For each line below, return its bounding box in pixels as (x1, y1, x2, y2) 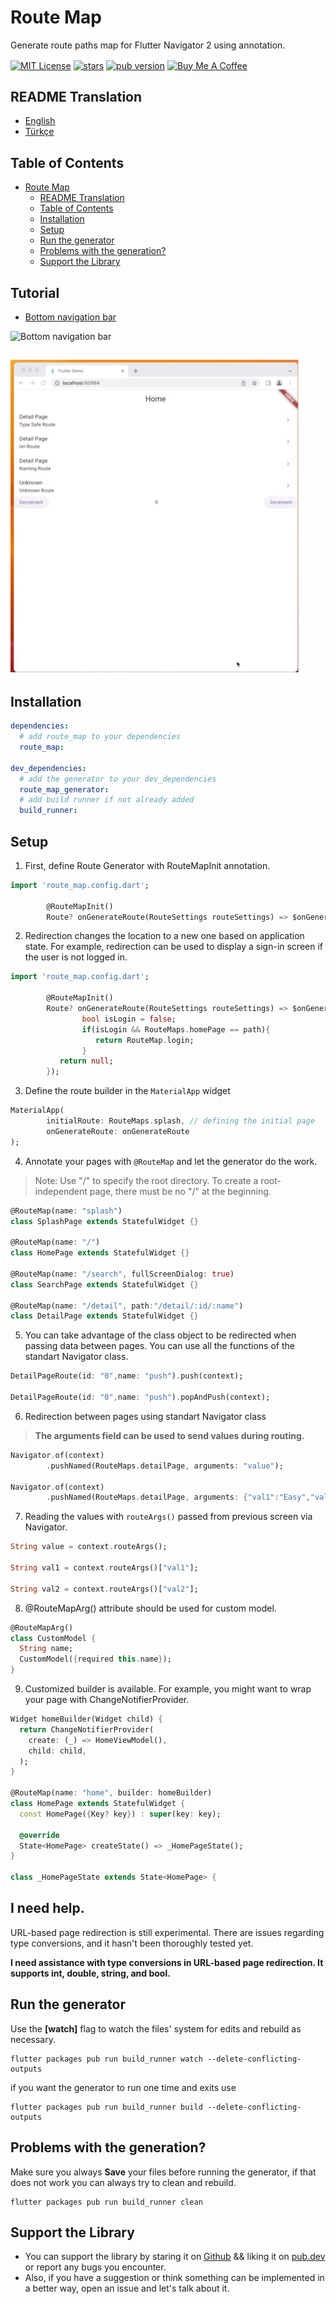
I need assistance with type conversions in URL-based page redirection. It (10, 1956, 324, 1968)
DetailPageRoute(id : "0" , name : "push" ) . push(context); (10, 1371, 244, 1381)
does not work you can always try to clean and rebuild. (10, 2176, 237, 2188)
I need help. (10, 1900, 85, 1917)
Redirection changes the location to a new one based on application (24, 930, 305, 942)
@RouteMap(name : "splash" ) (10, 1206, 123, 1216)
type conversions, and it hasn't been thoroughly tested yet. (10, 1937, 254, 1949)
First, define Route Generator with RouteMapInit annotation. (24, 859, 271, 871)
